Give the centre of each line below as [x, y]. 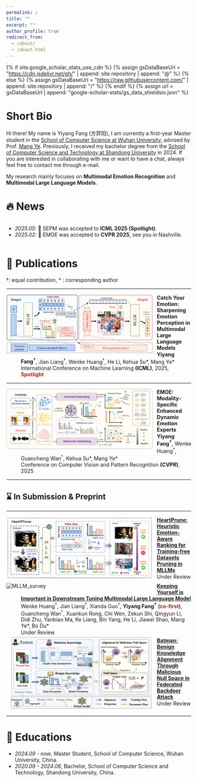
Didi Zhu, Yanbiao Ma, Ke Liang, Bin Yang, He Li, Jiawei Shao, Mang [103, 620]
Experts [166, 430]
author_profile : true [33, 31]
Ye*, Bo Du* [35, 626]
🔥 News [26, 206]
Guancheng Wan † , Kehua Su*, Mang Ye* [69, 458]
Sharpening [171, 310]
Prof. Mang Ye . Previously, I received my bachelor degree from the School [96, 146]
